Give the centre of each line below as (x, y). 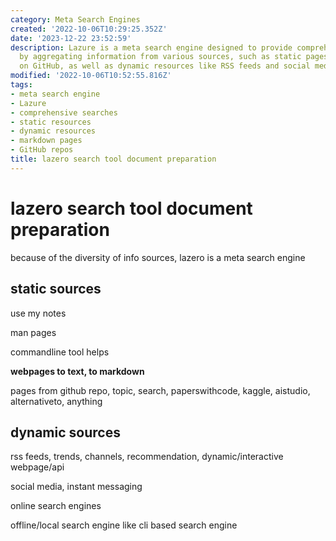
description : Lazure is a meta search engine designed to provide (151, 47)
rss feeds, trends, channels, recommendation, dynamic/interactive (147, 457)
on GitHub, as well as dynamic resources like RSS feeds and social (165, 66)
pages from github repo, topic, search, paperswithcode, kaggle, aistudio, (160, 390)
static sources (56, 289)
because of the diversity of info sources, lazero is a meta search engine (158, 257)
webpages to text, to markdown (77, 371)
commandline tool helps (60, 352)
